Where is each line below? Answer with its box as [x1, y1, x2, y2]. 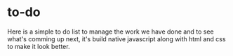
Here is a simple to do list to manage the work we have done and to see [7, 27, 214, 36]
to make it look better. [7, 42, 70, 50]
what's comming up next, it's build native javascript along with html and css [7, 34, 226, 43]
